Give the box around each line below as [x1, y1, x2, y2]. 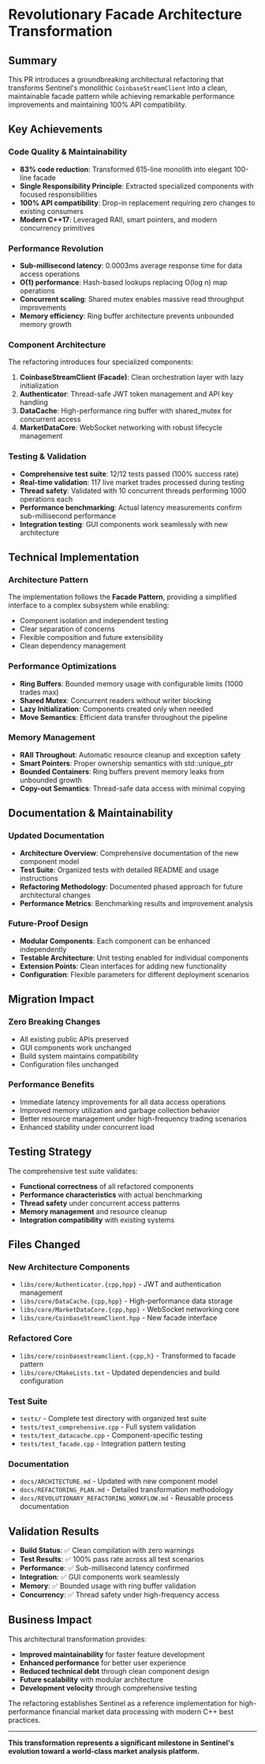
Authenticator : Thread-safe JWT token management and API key [19, 389, 233, 399]
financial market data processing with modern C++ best [52, 1706, 234, 1716]
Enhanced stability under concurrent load [19, 1122, 155, 1131]
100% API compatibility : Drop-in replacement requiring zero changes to [19, 197, 256, 207]
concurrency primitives [19, 223, 95, 232]
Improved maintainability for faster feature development [19, 1649, 205, 1659]
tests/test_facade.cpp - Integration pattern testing [19, 1439, 186, 1448]
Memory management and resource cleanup [19, 1206, 167, 1216]
